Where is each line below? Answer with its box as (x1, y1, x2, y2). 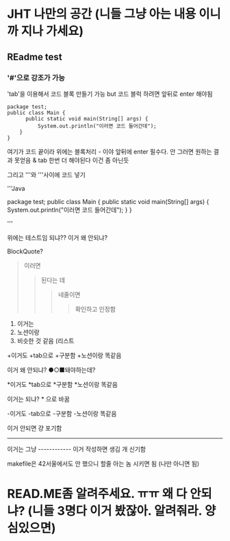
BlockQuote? (7, 247, 43, 255)
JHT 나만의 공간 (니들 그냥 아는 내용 (7, 6, 196, 22)
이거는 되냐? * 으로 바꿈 (7, 394, 70, 403)
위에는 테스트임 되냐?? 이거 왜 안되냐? (7, 234, 108, 242)
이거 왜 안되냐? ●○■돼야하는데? (7, 366, 96, 374)
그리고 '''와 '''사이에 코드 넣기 (7, 171, 86, 179)
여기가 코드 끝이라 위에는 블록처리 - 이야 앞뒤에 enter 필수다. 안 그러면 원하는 (7, 147, 212, 155)
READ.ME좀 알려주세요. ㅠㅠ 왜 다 (7, 486, 188, 502)
